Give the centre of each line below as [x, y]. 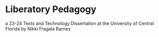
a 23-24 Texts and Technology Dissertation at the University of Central [79, 23]
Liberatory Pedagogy [51, 9]
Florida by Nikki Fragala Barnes [38, 28]
